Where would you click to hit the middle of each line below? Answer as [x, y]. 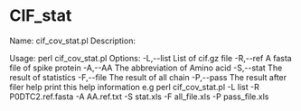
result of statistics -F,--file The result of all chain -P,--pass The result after [148, 77]
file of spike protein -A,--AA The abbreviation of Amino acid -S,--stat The [146, 68]
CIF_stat [41, 16]
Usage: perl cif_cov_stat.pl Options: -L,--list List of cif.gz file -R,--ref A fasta [150, 58]
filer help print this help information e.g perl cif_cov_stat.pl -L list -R [134, 87]
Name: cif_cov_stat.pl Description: [72, 41]
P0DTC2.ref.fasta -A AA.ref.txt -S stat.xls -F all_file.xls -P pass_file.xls [139, 97]
